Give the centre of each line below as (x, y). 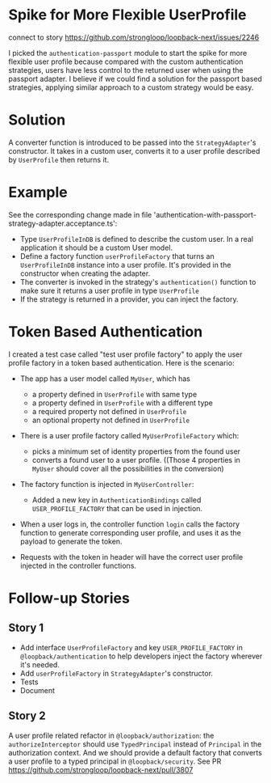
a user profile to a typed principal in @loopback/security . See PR (115, 761)
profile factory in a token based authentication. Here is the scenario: (121, 362)
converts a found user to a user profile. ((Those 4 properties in (136, 459)
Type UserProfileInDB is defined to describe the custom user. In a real (137, 239)
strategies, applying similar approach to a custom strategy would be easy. (131, 87)
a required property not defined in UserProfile (109, 411)
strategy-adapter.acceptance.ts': (63, 223)
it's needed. (40, 664)
